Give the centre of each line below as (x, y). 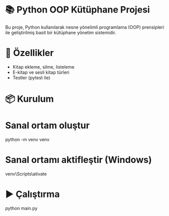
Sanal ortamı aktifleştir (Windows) (79, 160)
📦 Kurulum (30, 99)
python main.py (21, 208)
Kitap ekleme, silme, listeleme (43, 67)
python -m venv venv (27, 140)
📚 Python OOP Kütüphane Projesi (78, 10)
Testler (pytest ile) (31, 77)
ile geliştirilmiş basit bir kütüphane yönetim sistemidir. (61, 32)
